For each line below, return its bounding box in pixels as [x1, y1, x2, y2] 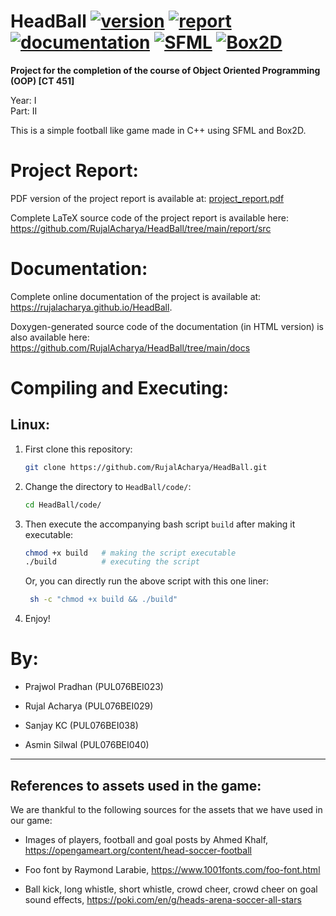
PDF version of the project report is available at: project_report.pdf [10, 192, 285, 204]
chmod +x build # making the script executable [24, 548, 237, 558]
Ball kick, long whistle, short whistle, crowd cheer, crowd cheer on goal [24, 883, 318, 895]
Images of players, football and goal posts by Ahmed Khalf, [24, 833, 269, 845]
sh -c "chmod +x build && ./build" [29, 595, 178, 605]
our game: [10, 814, 53, 826]
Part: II [10, 105, 38, 117]
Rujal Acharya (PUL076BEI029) [24, 700, 154, 712]
